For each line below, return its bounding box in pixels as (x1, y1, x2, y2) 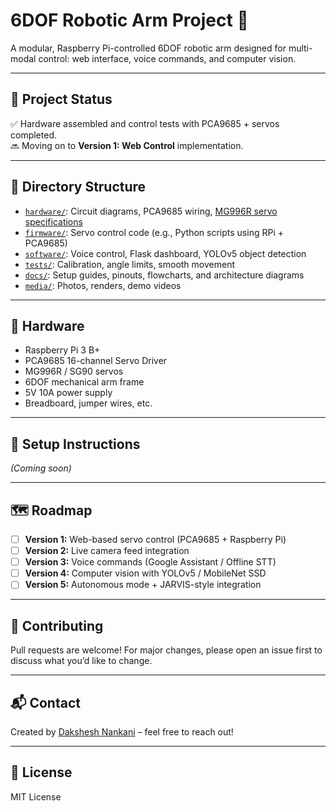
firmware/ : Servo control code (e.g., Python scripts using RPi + (24, 226, 284, 238)
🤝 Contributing (10, 617, 104, 634)
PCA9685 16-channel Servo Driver (24, 355, 168, 367)
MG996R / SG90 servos (24, 365, 124, 378)
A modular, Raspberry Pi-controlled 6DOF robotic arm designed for (10, 42, 287, 54)
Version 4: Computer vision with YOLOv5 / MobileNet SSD (24, 567, 267, 579)
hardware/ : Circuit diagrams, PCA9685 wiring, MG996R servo (24, 205, 278, 217)
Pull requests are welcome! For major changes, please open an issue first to (10, 644, 323, 656)
